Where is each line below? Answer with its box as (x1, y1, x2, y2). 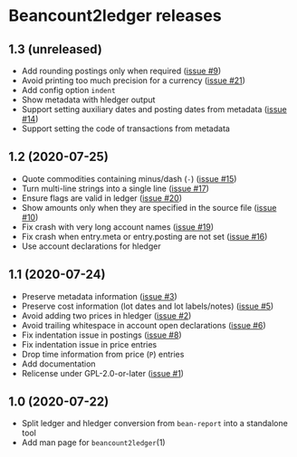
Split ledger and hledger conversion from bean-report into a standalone (21, 418, 289, 429)
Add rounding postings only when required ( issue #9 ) (21, 65, 222, 76)
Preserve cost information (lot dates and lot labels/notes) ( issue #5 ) (21, 300, 274, 311)
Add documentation (21, 358, 96, 369)
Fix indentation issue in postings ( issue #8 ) (21, 329, 182, 340)
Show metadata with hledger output (21, 94, 156, 105)
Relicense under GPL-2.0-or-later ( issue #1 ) (21, 367, 185, 378)
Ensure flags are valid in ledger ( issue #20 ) (21, 192, 183, 204)
